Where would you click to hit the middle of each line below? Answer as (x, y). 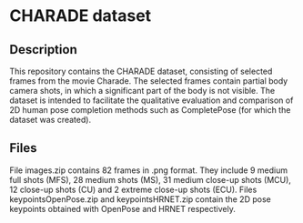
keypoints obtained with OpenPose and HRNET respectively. (123, 208)
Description (43, 50)
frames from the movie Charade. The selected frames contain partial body (149, 81)
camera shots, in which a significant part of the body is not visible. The (142, 91)
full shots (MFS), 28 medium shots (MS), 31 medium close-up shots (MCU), (150, 179)
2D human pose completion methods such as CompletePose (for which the (150, 110)
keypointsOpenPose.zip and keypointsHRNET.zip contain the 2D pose (140, 199)
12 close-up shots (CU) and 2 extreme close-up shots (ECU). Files (133, 189)
